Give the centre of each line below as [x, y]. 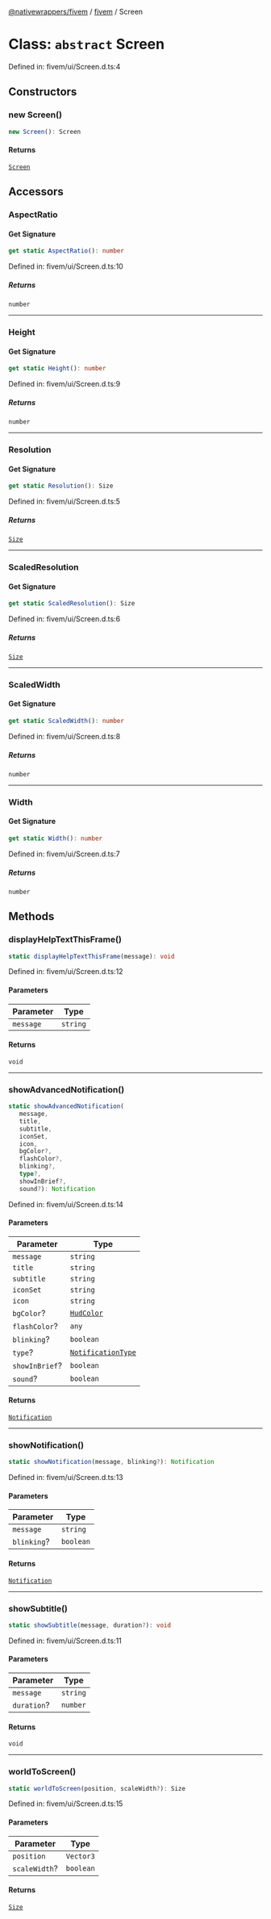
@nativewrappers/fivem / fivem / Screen [76, 12]
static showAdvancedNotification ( [67, 1106]
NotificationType [103, 1352]
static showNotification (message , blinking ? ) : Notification [112, 1462]
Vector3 [80, 1856]
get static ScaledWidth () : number [67, 721]
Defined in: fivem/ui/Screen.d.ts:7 [64, 854]
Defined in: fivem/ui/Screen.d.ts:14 [66, 1204]
